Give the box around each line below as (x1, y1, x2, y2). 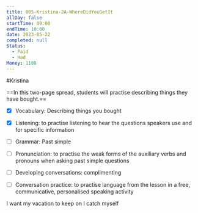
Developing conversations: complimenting (15, 168, 122, 176)
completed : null (6, 37, 48, 43)
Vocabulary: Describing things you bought (15, 107, 122, 114)
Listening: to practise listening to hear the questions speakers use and (15, 119, 193, 126)
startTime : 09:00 (6, 20, 51, 26)
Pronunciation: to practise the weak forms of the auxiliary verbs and (15, 150, 186, 157)
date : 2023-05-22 (6, 32, 51, 38)
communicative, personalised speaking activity (15, 187, 134, 195)
